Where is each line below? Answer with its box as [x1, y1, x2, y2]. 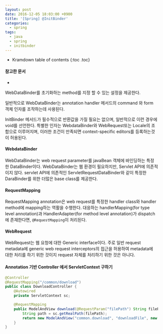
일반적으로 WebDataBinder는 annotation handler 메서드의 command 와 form [5, 100, 154, 106]
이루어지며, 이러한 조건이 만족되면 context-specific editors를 [17, 129, 134, 134]
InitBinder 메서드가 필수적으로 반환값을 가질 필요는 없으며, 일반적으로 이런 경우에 [5, 116, 158, 122]
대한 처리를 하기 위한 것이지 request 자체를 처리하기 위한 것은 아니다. [5, 252, 135, 258]
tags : [5, 30, 16, 35]
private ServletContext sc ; [14, 293, 70, 298]
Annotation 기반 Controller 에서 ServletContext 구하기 [5, 264, 113, 270]
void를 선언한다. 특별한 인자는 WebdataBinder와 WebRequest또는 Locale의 [5, 122, 150, 128]
